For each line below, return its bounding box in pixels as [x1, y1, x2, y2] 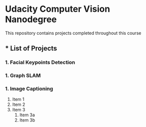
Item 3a [19, 112, 35, 118]
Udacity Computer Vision [5, 3, 110, 15]
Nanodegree [5, 14, 57, 25]
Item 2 [12, 102, 25, 107]
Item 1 [12, 97, 24, 102]
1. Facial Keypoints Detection [5, 59, 75, 66]
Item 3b [19, 117, 35, 123]
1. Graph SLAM [5, 72, 41, 79]
